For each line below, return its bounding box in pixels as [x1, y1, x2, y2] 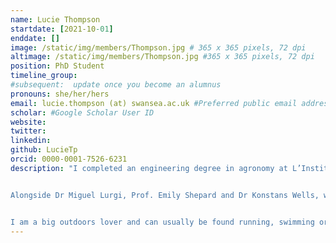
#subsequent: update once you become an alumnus [10, 80, 222, 90]
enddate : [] [10, 33, 60, 43]
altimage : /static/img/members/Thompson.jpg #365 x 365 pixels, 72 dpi [10, 52, 315, 62]
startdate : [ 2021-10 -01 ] [10, 24, 114, 34]
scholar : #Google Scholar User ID [10, 107, 155, 118]
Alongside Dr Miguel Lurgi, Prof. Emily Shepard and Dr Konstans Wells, [10, 190, 320, 200]
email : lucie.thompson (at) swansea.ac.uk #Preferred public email [10, 98, 298, 108]
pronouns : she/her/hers [10, 89, 110, 99]
